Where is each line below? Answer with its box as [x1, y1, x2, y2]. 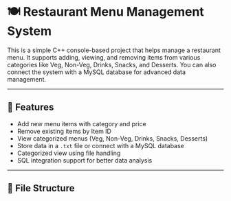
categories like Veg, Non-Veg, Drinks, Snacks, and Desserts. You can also [7, 60, 217, 69]
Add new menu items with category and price [16, 119, 146, 128]
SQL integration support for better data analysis [16, 156, 153, 164]
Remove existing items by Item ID [16, 127, 112, 135]
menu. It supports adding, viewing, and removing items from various [7, 53, 201, 61]
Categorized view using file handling [16, 149, 121, 157]
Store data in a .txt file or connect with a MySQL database [16, 141, 184, 150]
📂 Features [7, 102, 54, 113]
